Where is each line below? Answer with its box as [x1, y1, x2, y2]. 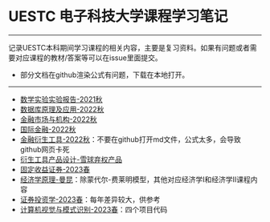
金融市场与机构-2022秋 [19, 114, 98, 124]
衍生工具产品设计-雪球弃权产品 [19, 154, 123, 164]
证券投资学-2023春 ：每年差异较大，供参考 [19, 194, 161, 204]
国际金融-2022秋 [19, 124, 76, 134]
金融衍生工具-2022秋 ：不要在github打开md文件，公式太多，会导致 [19, 134, 241, 144]
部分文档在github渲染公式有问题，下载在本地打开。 [19, 70, 190, 79]
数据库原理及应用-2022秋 [19, 104, 104, 114]
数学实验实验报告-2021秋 [19, 94, 103, 104]
